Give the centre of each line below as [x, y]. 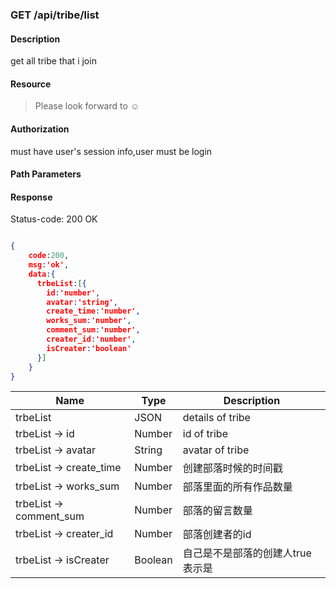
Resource [31, 84]
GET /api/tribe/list [55, 15]
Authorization [40, 129]
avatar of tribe [216, 450]
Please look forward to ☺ [87, 106]
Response [31, 197]
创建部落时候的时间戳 [232, 468]
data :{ [42, 274]
